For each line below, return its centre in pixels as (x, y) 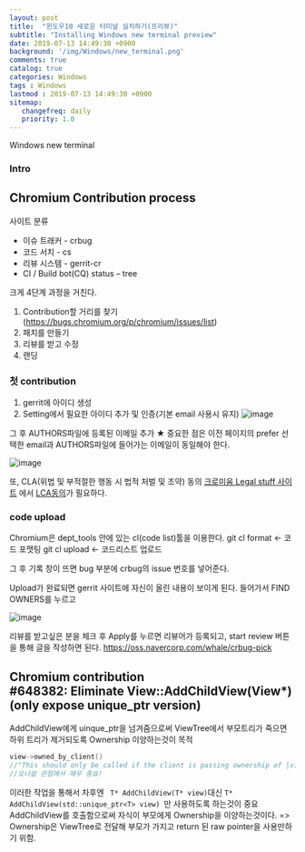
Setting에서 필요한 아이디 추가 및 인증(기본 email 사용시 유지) (131, 414)
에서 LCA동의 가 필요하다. (63, 493)
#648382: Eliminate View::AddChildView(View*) (151, 691)
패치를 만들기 (46, 332)
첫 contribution (43, 381)
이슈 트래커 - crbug (57, 240)
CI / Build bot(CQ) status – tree (80, 273)
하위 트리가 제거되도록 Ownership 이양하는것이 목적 (101, 740)
